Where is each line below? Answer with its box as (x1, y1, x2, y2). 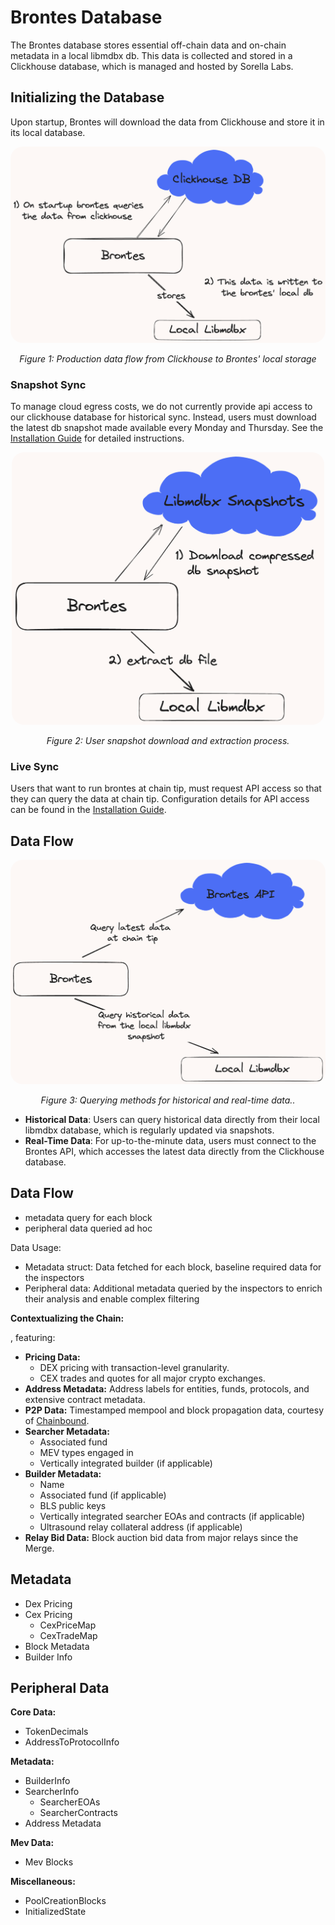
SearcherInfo (24, 1786, 80, 1798)
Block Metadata (24, 1640, 90, 1652)
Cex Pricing (24, 1608, 73, 1620)
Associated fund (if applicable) (39, 1489, 167, 1501)
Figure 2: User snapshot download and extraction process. (46, 735, 290, 747)
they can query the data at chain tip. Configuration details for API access (10, 793, 310, 805)
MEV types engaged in (39, 1446, 134, 1458)
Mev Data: (10, 1837, 55, 1849)
